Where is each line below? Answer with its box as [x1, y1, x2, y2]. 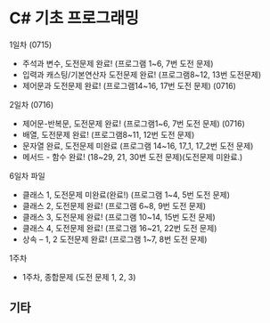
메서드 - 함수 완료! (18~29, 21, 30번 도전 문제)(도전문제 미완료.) [21, 151, 243, 162]
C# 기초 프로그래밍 [9, 8, 140, 28]
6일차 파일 [9, 170, 46, 181]
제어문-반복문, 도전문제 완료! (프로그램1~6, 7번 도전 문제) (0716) [21, 117, 245, 129]
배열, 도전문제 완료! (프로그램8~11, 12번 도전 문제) [21, 129, 195, 140]
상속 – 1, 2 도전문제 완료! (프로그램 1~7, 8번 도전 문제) [21, 233, 208, 245]
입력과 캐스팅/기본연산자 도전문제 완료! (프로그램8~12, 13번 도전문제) [21, 69, 262, 80]
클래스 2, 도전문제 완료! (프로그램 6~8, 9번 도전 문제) [21, 200, 207, 211]
